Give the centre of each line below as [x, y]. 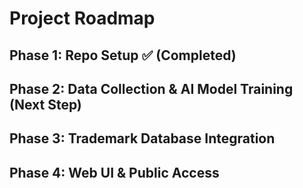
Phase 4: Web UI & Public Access [114, 172]
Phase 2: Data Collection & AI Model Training [151, 88]
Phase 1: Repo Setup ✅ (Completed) [123, 55]
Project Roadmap [82, 18]
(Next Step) [45, 104]
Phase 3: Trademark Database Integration [142, 138]
